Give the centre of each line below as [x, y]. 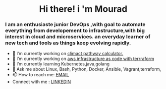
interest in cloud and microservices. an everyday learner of [78, 37]
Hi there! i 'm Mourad [83, 9]
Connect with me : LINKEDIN [42, 82]
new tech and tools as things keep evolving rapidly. [68, 43]
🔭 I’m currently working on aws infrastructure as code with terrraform [83, 59]
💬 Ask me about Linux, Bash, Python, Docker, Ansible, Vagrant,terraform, [87, 69]
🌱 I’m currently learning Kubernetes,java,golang [61, 64]
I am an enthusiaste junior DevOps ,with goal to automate [75, 25]
